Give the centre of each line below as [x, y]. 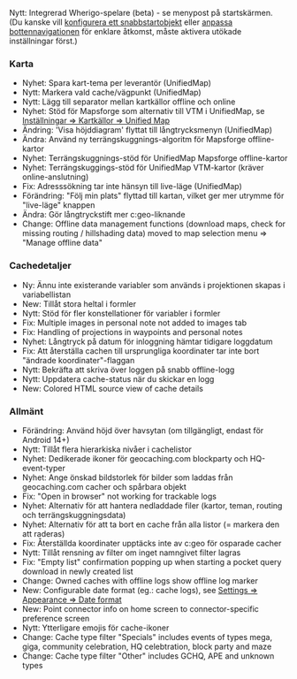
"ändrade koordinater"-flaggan [78, 360]
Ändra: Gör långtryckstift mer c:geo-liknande [103, 215]
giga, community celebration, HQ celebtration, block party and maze [147, 646]
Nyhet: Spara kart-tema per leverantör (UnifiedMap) [117, 83]
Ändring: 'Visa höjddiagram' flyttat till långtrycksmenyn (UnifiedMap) [147, 130]
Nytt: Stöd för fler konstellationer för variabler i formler [121, 313]
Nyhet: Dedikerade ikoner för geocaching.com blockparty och [135, 458]
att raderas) [43, 533]
